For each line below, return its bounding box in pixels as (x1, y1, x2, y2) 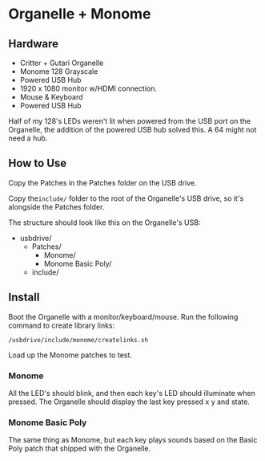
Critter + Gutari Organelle (19, 58, 104, 67)
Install (8, 291, 40, 304)
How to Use (8, 157, 67, 170)
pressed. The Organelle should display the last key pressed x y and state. (8, 397, 251, 406)
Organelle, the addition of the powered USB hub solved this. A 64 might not (8, 125, 257, 134)
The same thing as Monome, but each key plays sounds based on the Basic (8, 435, 258, 445)
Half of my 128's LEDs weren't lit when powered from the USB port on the (8, 116, 251, 125)
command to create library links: (8, 320, 115, 330)
